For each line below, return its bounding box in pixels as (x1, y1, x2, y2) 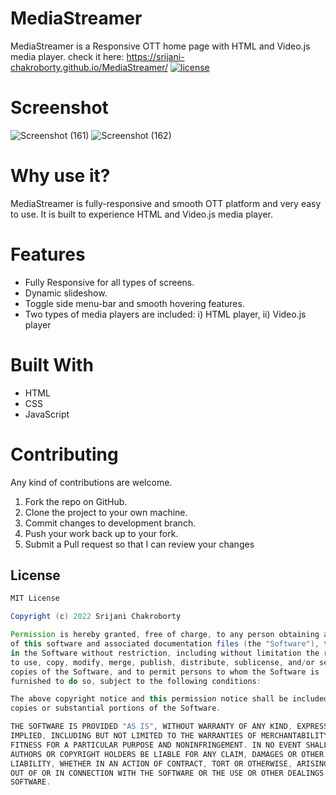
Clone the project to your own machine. (24, 506, 188, 518)
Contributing (10, 443, 119, 466)
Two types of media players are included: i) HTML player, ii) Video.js (24, 308, 307, 320)
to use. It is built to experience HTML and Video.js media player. (10, 208, 273, 220)
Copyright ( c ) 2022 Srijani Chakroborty (10, 612, 182, 622)
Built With (10, 353, 94, 376)
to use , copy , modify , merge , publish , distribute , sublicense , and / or (10, 657, 315, 667)
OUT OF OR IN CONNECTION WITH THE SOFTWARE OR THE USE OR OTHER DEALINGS (10, 768, 325, 778)
